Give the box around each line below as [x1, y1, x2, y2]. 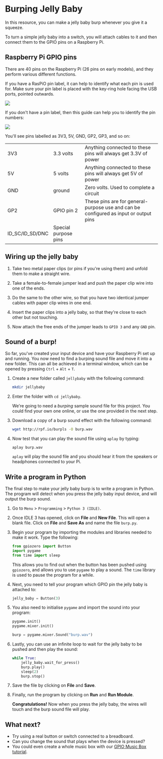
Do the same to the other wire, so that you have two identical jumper [12, 294, 149, 300]
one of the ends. [12, 285, 45, 291]
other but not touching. [12, 314, 58, 320]
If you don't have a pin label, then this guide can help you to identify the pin [5, 109, 156, 115]
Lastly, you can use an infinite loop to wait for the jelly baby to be [12, 641, 142, 647]
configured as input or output [84, 210, 152, 217]
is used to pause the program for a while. [12, 572, 95, 578]
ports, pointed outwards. [5, 91, 54, 97]
